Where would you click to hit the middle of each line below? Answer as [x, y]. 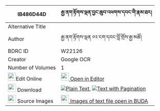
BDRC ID [18, 51]
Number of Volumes [32, 67]
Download [29, 90]
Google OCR [76, 59]
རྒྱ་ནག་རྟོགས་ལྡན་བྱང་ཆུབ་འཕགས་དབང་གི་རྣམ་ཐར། [106, 12]
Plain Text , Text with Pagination [106, 89]
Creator [17, 59]
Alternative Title [27, 26]
